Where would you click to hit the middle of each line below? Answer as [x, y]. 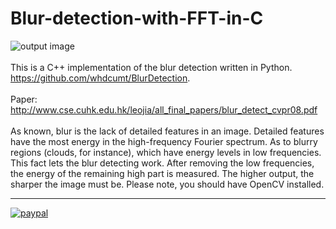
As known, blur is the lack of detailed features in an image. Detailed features [167, 131]
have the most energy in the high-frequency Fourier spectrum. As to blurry [164, 141]
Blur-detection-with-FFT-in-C [137, 18]
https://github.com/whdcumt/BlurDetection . [100, 78]
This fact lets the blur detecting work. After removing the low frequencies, [162, 163]
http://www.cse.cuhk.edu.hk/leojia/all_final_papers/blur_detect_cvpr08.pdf [164, 109]
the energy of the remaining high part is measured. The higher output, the [162, 173]
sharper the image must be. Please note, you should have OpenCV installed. [167, 184]
